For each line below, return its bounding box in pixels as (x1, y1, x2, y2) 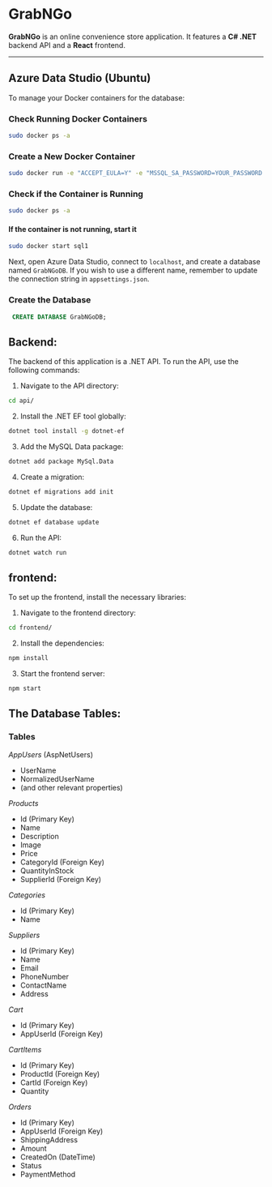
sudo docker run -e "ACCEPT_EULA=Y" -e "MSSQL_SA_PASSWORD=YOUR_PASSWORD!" (8, 169, 270, 178)
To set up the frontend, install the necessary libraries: (8, 593, 187, 602)
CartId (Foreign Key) (19, 1078, 88, 1087)
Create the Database (8, 294, 91, 306)
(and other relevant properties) (19, 782, 123, 792)
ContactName (19, 980, 67, 990)
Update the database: (19, 502, 93, 512)
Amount (19, 1143, 47, 1153)
